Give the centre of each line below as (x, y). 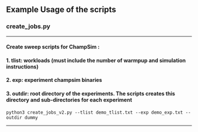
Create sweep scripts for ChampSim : (53, 47)
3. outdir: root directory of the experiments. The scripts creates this (91, 94)
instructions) (22, 67)
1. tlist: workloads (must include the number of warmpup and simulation (96, 60)
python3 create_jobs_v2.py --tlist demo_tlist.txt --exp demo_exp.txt (95, 112)
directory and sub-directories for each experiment (69, 100)
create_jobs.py (28, 27)
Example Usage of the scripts (61, 10)
